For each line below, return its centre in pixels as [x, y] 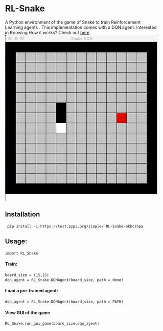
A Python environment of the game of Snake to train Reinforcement [73, 22]
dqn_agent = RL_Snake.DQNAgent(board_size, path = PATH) [64, 302]
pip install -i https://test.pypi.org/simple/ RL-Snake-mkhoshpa [75, 226]
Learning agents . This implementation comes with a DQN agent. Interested [81, 27]
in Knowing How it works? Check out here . [48, 32]
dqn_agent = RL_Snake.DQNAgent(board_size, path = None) [64, 280]
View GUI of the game [28, 312]
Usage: [16, 242]
